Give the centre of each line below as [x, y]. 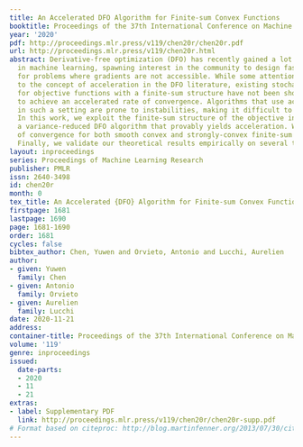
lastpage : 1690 [38, 219]
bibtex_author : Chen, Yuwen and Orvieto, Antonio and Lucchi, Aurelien [147, 252]
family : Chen [42, 278]
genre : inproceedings [50, 352]
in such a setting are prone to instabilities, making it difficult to [155, 110]
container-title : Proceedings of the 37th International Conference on [147, 336]
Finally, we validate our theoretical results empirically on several [153, 143]
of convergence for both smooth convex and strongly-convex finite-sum [155, 135]
